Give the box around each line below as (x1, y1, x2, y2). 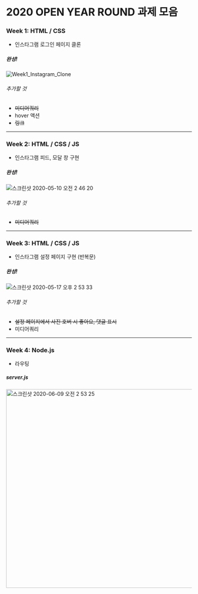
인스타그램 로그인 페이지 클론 (14, 41, 81, 48)
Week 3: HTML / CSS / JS (6, 239, 80, 248)
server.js (6, 374, 28, 381)
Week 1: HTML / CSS (6, 27, 66, 35)
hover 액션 (14, 111, 40, 119)
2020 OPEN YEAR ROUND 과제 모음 (6, 5, 179, 19)
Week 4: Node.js (6, 346, 55, 354)
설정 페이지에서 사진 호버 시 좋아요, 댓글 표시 (14, 318, 117, 325)
